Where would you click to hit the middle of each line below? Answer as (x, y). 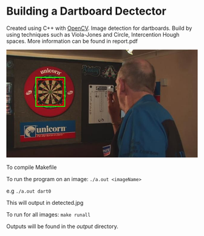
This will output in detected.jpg (45, 203)
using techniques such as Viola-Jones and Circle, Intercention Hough (93, 34)
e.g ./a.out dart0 (29, 191)
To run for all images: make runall (49, 215)
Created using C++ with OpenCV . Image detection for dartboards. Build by (99, 28)
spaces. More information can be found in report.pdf (72, 41)
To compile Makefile (32, 167)
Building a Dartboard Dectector (87, 11)
